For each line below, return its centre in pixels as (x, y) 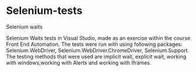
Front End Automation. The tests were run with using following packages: (94, 44)
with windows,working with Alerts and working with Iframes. (79, 63)
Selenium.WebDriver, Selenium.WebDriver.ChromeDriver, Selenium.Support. (98, 50)
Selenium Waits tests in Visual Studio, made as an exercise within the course (98, 38)
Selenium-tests (44, 11)
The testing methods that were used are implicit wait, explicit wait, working (96, 56)
